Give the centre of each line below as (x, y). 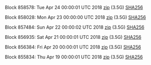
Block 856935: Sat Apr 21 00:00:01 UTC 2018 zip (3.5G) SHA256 (73, 37)
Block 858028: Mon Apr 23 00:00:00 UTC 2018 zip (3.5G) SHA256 (75, 17)
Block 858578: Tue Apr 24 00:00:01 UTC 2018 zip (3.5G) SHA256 (74, 7)
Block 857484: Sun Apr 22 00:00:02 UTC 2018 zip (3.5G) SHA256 (75, 27)
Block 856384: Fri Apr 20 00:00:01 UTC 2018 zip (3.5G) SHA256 (73, 47)
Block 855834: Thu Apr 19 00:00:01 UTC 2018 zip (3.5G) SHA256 (74, 57)
